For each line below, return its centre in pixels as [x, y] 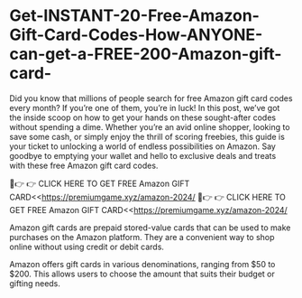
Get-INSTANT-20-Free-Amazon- [134, 16]
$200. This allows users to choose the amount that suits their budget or [142, 274]
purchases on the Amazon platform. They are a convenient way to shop [142, 237]
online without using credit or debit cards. [87, 247]
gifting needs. [35, 283]
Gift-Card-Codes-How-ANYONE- [136, 35]
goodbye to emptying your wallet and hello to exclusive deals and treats [143, 155]
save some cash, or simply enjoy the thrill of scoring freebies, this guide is [147, 136]
